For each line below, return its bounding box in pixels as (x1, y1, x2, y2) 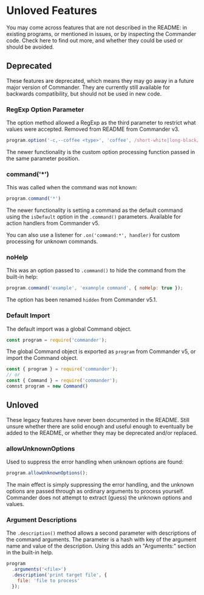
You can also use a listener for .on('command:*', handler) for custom (6, 231, 180, 239)
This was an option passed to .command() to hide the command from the (6, 267, 186, 274)
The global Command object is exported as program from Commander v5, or (6, 348, 196, 355)
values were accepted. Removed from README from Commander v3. (6, 125, 180, 133)
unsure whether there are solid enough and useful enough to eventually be (6, 423, 193, 430)
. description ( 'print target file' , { (12, 572, 107, 578)
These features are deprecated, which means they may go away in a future (6, 77, 194, 84)
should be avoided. (6, 43, 55, 51)
